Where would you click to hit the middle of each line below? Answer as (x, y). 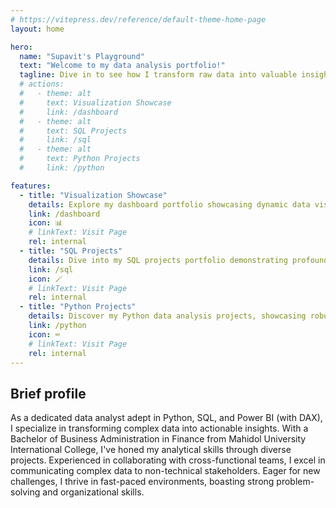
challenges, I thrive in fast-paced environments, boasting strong (142, 482)
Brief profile (48, 393)
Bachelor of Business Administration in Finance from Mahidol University (158, 439)
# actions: (42, 84)
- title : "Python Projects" (78, 307)
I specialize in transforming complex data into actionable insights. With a (159, 428)
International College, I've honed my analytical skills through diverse (151, 450)
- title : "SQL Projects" (71, 251)
